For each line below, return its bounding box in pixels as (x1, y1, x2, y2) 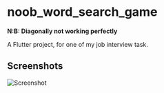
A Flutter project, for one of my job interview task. (7, 40, 148, 48)
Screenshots (7, 60, 63, 72)
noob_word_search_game (7, 4, 158, 20)
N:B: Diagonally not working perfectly (7, 27, 118, 35)
